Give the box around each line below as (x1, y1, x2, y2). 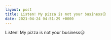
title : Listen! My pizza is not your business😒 (5, 12, 107, 17)
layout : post (5, 7, 32, 12)
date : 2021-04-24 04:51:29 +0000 (5, 16, 74, 21)
